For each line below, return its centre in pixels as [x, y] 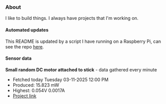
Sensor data [18, 58]
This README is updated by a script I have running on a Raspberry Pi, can [83, 41]
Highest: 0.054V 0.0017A [39, 90]
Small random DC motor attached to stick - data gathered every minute [81, 69]
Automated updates [27, 30]
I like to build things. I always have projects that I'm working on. [72, 18]
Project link [25, 96]
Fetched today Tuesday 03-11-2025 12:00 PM [61, 80]
